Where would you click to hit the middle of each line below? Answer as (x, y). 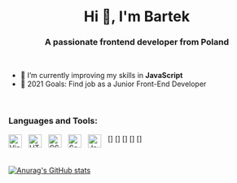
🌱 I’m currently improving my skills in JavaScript (101, 76)
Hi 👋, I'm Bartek (137, 17)
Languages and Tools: (53, 121)
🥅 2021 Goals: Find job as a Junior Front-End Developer (113, 84)
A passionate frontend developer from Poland (137, 42)
